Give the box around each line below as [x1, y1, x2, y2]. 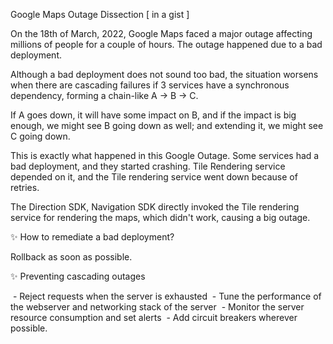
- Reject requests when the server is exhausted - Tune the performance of [12, 290, 322, 302]
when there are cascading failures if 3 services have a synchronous [10, 79, 290, 91]
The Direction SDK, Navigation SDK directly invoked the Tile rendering [10, 201, 300, 213]
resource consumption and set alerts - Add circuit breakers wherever [10, 312, 298, 323]
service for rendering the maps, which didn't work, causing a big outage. [10, 212, 311, 223]
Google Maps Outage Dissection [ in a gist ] [10, 9, 190, 20]
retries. [10, 182, 40, 193]
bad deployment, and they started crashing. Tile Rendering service [10, 160, 286, 172]
